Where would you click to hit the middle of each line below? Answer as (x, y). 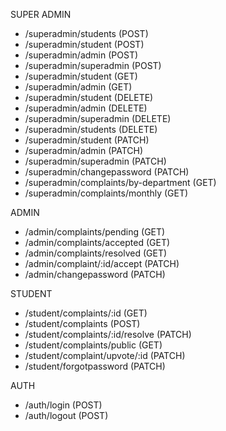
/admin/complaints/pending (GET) (95, 232)
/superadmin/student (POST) (84, 44)
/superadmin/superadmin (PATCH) (95, 161)
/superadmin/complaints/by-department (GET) (120, 182)
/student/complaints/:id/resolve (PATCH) (108, 334)
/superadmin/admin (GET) (78, 87)
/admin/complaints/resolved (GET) (96, 253)
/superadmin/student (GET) (81, 76)
